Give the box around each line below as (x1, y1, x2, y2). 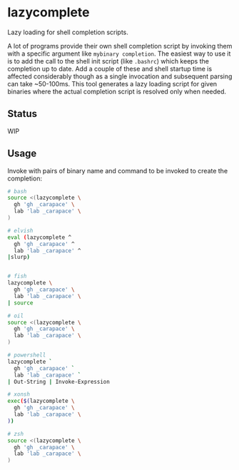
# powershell (7, 352, 46, 359)
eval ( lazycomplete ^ (7, 233, 72, 241)
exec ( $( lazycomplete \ (7, 397, 75, 405)
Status (7, 108, 38, 120)
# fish (7, 272, 27, 280)
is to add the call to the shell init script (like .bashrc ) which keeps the (7, 56, 209, 65)
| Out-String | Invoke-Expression (7, 378, 111, 385)
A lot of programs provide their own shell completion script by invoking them (7, 41, 233, 50)
